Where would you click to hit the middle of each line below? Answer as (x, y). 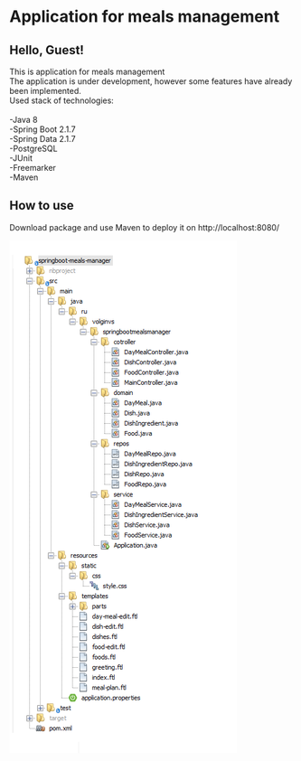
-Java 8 (24, 120)
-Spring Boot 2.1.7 (42, 129)
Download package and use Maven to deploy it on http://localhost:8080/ (145, 227)
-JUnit (21, 158)
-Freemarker (33, 168)
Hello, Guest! (47, 50)
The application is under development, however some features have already (151, 81)
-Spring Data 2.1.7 (42, 139)
